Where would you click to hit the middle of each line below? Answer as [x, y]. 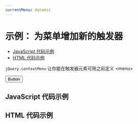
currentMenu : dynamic [28, 10]
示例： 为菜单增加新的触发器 [64, 36]
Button [14, 79]
